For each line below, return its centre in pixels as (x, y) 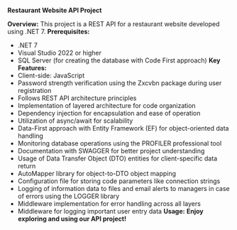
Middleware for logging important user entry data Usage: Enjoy (110, 211)
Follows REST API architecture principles (77, 98)
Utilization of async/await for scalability (75, 121)
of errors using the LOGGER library (68, 196)
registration (34, 91)
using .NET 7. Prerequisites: (49, 32)
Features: (32, 68)
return (27, 166)
